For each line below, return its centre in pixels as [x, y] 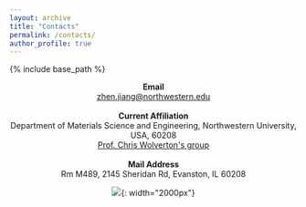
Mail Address [153, 164]
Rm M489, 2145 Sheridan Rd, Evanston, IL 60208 [153, 174]
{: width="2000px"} [158, 193]
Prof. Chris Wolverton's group [153, 145]
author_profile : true [51, 43]
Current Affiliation [153, 116]
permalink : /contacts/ [53, 35]
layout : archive [40, 18]
